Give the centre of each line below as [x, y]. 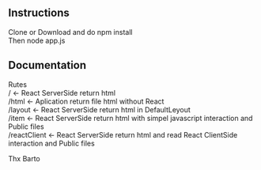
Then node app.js [37, 40]
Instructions [39, 13]
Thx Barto [25, 158]
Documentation [47, 65]
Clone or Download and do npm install [70, 32]
